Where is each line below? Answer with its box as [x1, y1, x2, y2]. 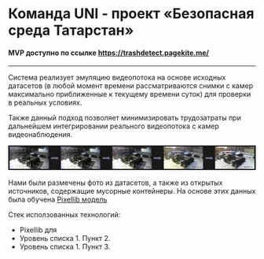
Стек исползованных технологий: [8, 209, 121, 219]
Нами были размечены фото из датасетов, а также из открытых [8, 178, 223, 187]
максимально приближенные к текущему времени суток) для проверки [8, 90, 251, 99]
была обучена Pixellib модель [8, 194, 108, 204]
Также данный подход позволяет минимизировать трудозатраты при [8, 113, 241, 123]
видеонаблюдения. [8, 130, 73, 139]
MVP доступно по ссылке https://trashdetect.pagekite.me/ [8, 48, 210, 57]
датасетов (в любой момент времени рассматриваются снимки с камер [8, 81, 254, 91]
